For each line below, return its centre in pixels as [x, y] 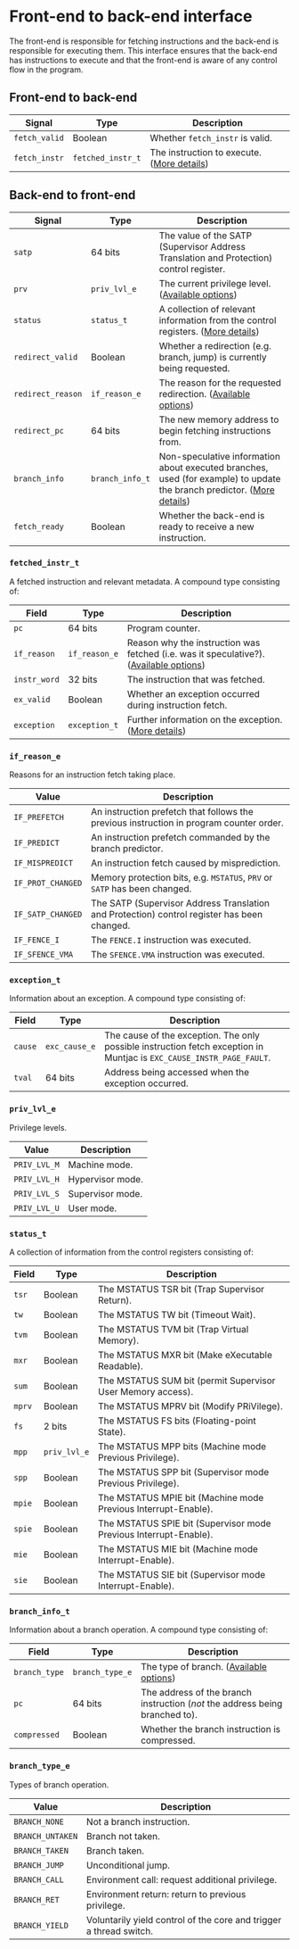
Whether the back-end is [212, 515]
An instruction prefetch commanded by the [180, 838]
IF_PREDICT [36, 843]
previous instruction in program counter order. [187, 823]
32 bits [83, 679]
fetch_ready [39, 527]
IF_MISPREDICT [44, 863]
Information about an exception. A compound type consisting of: [128, 999]
